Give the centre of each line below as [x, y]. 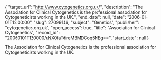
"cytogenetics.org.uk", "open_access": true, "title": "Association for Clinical [80, 28]
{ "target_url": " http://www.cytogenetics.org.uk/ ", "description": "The [74, 7]
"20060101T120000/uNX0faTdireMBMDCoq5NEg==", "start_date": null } [77, 38]
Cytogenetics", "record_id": [32, 33]
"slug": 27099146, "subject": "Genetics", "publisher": [87, 22]
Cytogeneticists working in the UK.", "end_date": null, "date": [65, 17]
